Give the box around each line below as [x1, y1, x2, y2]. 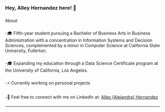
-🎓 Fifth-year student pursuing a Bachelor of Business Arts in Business [5, 30, 151, 36]
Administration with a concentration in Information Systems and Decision [5, 37, 153, 43]
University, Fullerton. [5, 48, 47, 54]
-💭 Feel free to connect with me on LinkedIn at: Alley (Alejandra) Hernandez [5, 94, 158, 100]
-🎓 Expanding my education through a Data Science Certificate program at [5, 60, 159, 66]
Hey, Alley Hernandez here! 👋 [5, 4, 77, 11]
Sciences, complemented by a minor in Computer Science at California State [5, 42, 160, 48]
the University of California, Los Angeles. [5, 67, 88, 73]
